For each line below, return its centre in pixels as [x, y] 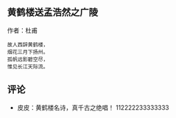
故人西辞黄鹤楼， [28, 45]
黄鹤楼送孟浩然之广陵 [52, 12]
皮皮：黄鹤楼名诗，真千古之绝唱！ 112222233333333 [93, 107]
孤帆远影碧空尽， [28, 59]
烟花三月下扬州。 [28, 52]
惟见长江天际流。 [28, 67]
